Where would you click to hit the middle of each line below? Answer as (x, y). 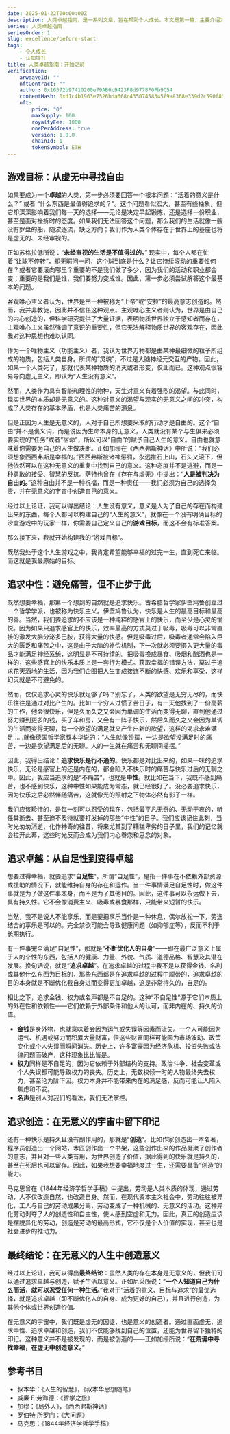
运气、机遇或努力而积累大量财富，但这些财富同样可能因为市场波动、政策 (119, 1038)
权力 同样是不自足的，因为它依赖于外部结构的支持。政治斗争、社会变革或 (119, 1063)
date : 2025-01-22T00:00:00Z (47, 13)
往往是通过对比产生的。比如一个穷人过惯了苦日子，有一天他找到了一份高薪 (118, 703)
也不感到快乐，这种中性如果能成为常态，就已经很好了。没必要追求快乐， (121, 786)
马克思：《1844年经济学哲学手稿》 (65, 1423)
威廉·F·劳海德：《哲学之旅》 (55, 1398)
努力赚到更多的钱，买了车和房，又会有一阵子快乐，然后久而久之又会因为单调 (115, 720)
